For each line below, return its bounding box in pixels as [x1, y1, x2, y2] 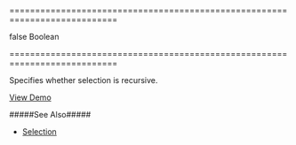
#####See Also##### [9, 110, 92, 119]
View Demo [9, 92, 52, 103]
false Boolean [9, 32, 60, 42]
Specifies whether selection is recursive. [9, 75, 158, 85]
